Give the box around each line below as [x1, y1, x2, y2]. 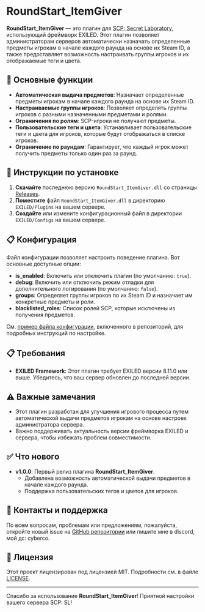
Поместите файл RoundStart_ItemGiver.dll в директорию [15, 196, 165, 204]
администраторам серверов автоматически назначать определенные [6, 37, 190, 45]
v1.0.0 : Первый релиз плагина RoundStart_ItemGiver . [15, 468, 155, 475]
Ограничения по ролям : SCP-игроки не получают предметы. [15, 117, 176, 124]
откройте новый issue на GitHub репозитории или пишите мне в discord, [6, 528, 195, 535]
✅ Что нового [6, 452, 60, 462]
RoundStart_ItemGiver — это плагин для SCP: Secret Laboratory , [6, 24, 174, 32]
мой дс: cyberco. [6, 534, 50, 542]
